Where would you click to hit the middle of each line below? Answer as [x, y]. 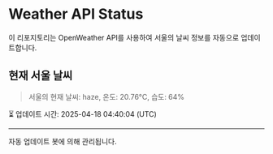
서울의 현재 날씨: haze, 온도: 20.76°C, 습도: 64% [106, 96]
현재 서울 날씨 [41, 76]
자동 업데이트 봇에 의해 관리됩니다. [63, 141]
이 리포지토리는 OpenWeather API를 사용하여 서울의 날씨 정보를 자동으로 [124, 37]
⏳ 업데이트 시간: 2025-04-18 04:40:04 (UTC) [82, 113]
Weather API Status [76, 14]
